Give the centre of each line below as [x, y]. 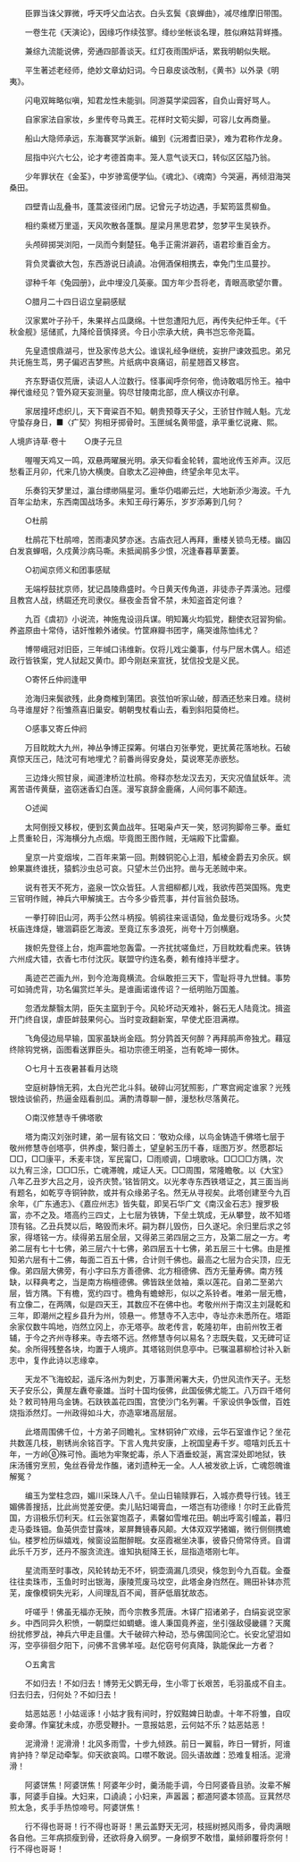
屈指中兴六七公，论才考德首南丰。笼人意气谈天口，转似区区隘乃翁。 [150, 157]
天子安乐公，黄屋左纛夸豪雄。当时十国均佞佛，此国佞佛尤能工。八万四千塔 [146, 1390]
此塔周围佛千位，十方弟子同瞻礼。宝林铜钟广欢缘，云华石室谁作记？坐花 [158, 1432]
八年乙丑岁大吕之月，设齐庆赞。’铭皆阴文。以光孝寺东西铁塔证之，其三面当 [145, 1181]
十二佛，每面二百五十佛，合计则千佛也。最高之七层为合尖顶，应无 [169, 1260]
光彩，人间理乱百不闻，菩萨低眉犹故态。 [138, 1593]
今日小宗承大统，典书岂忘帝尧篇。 [196, 332]
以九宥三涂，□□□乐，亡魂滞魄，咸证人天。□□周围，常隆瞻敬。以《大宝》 [148, 1170]
